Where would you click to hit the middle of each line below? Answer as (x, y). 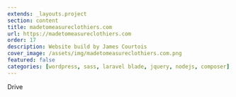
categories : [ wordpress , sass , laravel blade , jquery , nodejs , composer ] (119, 67)
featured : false (31, 60)
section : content (33, 21)
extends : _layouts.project (47, 14)
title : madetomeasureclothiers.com (60, 27)
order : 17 (22, 40)
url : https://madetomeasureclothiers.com (69, 34)
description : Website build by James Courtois (77, 47)
